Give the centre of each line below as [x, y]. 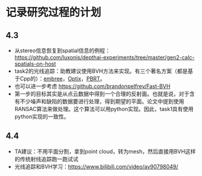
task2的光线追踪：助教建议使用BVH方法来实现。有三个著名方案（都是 [101, 71]
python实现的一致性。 [42, 117]
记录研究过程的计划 [54, 12]
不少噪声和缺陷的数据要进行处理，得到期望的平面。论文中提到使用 [102, 101]
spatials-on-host [35, 64]
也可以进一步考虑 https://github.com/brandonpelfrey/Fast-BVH [92, 86]
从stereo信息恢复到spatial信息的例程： [62, 50]
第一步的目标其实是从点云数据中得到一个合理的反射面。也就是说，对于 [102, 94]
